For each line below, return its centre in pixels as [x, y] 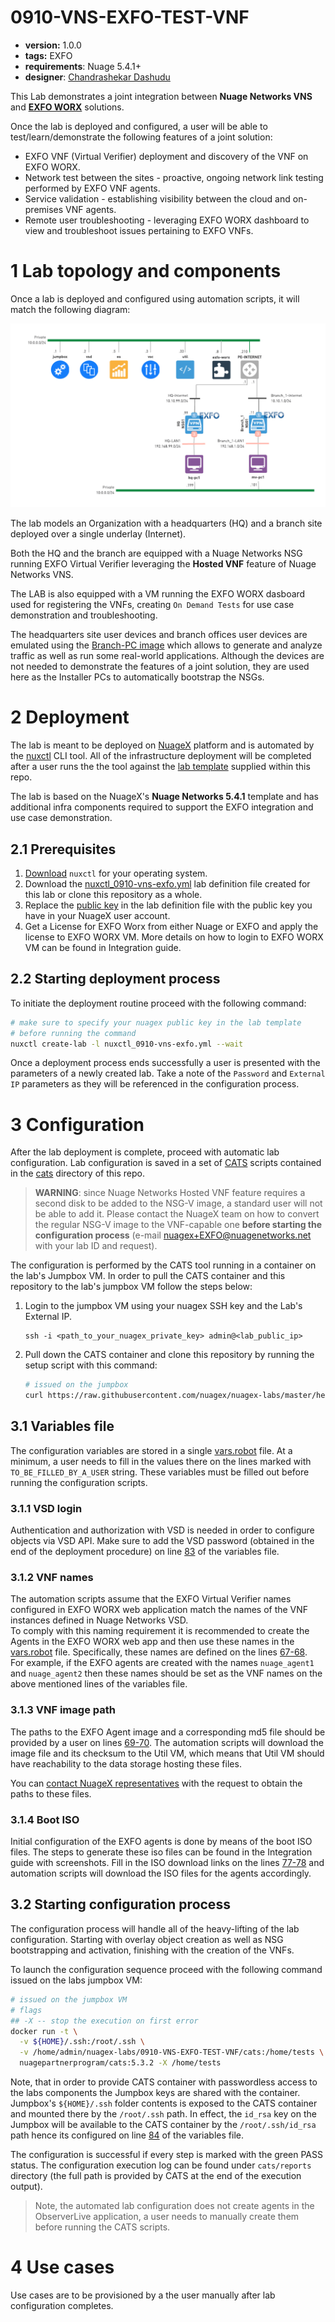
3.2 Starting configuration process [120, 1904]
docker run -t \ [44, 2031]
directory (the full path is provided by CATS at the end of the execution [156, 2176]
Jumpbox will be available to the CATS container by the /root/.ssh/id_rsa [163, 2125]
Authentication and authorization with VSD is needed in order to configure [162, 1530]
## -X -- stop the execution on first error [104, 2021]
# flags [26, 2010]
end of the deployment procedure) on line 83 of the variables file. [145, 1552]
